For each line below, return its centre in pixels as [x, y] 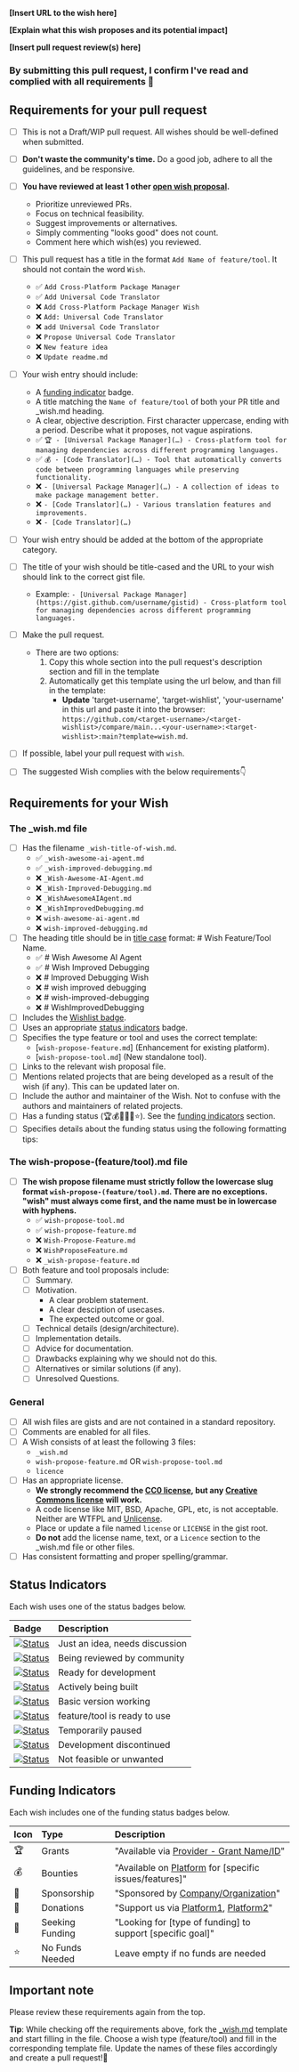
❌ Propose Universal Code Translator [105, 336]
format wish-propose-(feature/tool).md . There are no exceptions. [145, 1191]
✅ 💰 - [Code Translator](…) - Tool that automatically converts [158, 459]
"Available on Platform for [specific [187, 1867]
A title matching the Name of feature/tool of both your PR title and [158, 402]
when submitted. [53, 142]
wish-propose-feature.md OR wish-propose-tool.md [129, 1461]
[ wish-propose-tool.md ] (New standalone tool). [121, 1057]
